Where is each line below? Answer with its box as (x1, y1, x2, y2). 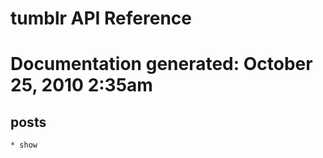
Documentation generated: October (10, 53, 313, 76)
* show (10, 140, 38, 151)
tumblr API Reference (10, 7, 192, 30)
